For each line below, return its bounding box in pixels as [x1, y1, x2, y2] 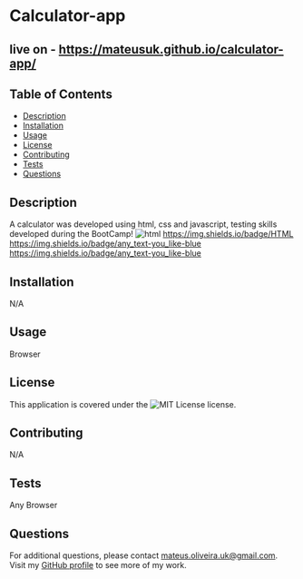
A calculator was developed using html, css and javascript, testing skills [9, 219, 278, 230]
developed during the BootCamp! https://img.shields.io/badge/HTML [9, 229, 294, 240]
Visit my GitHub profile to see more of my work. [9, 560, 188, 571]
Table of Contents [9, 86, 113, 102]
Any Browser [9, 500, 58, 511]
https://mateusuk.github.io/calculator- [58, 42, 284, 57]
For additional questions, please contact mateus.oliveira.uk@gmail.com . [9, 550, 279, 561]
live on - [9, 42, 56, 57]
